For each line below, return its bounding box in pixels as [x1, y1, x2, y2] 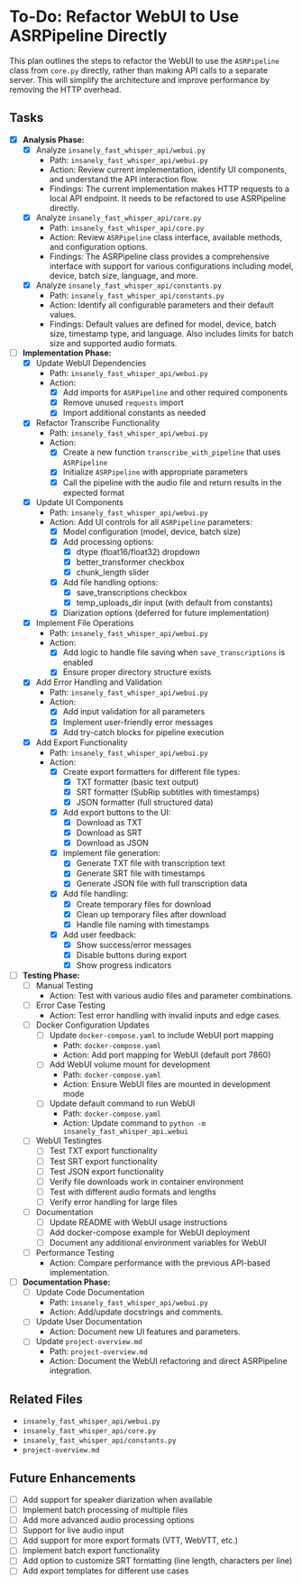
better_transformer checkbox [76, 557, 185, 567]
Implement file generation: [62, 848, 160, 859]
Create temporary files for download [76, 898, 212, 909]
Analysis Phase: [22, 134, 86, 145]
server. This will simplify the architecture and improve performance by [9, 74, 270, 85]
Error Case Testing [35, 1000, 106, 1011]
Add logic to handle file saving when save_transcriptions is [62, 647, 286, 658]
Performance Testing [35, 1248, 114, 1258]
